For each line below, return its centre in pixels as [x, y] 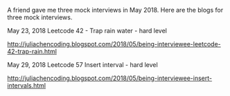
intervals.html [27, 85]
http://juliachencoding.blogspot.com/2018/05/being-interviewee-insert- [110, 78]
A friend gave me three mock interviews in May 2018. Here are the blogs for [115, 10]
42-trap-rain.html [32, 51]
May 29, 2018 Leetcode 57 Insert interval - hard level [82, 65]
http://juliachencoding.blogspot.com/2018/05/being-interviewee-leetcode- [114, 44]
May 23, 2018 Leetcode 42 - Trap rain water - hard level [87, 31]
